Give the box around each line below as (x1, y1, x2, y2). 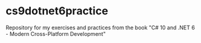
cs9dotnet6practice (5, 4, 108, 18)
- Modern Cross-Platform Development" (5, 30, 106, 37)
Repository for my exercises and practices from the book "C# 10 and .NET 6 (5, 24, 195, 31)
